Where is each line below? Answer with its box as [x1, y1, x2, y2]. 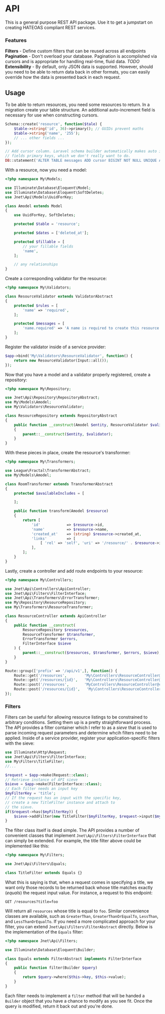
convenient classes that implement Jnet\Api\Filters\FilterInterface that [5, 833, 156, 838]
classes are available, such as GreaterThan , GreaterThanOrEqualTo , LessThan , [5, 913, 159, 919]
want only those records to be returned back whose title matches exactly [5, 884, 153, 890]
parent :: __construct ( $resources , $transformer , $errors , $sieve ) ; [23, 651, 162, 655]
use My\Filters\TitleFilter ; [5, 759, 65, 764]
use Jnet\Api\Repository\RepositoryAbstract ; [5, 395, 100, 400]
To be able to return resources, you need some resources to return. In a [5, 102, 150, 108]
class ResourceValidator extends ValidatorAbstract [5, 294, 113, 299]
